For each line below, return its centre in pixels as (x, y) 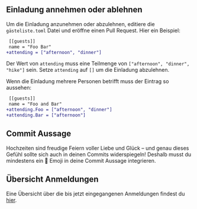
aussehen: (19, 88)
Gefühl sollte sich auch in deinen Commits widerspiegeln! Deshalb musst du (99, 154)
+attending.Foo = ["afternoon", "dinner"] (59, 110)
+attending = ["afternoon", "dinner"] (54, 52)
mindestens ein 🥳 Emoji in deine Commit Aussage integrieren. (81, 160)
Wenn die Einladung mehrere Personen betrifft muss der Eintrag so (88, 81)
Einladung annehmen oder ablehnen (75, 10)
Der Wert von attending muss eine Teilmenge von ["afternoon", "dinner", (98, 64)
